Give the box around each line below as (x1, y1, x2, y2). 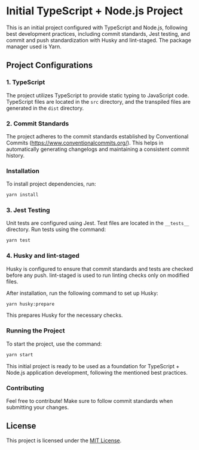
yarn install (6, 192, 39, 198)
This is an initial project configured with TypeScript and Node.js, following (6, 24, 188, 31)
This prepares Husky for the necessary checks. (6, 312, 123, 319)
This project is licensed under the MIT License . (6, 437, 122, 444)
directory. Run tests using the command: (6, 226, 106, 233)
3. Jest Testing (6, 206, 50, 214)
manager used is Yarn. (6, 43, 62, 50)
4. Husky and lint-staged (6, 252, 79, 260)
